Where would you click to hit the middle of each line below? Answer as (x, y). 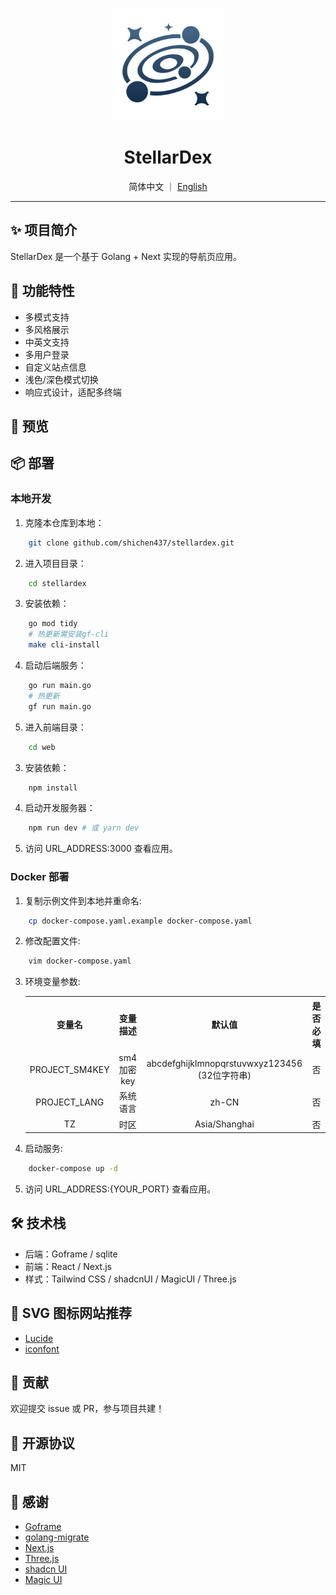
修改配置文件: (52, 941)
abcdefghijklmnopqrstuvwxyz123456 (224, 1063)
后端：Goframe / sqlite (71, 1254)
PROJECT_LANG (70, 1102)
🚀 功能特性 (42, 291)
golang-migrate (57, 1537)
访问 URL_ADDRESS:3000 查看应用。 (101, 849)
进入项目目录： (55, 563)
